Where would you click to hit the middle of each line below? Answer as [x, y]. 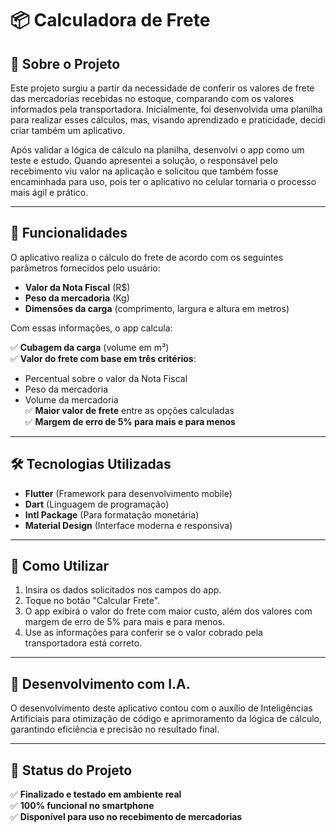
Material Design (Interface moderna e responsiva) [128, 525]
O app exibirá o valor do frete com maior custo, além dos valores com [168, 611]
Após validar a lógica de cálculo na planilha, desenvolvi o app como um [157, 150]
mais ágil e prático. [49, 192]
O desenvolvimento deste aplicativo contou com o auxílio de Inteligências [161, 708]
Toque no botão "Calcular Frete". [92, 601]
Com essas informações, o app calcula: [91, 328]
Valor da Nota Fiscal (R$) [77, 287]
